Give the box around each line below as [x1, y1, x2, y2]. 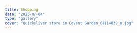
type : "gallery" [5, 16, 38, 21]
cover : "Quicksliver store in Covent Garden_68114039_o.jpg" [5, 20, 134, 26]
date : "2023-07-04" [5, 12, 45, 16]
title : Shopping [5, 7, 38, 12]
